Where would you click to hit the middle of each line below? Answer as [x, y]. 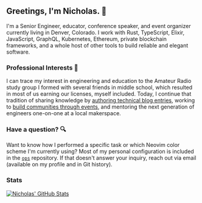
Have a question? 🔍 [36, 130]
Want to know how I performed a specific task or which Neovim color [93, 145]
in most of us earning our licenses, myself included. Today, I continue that [99, 94]
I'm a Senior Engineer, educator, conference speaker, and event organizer [99, 26]
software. [18, 52]
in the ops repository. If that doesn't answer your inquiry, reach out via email [101, 158]
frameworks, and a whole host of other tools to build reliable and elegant [97, 45]
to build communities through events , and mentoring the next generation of [100, 107]
